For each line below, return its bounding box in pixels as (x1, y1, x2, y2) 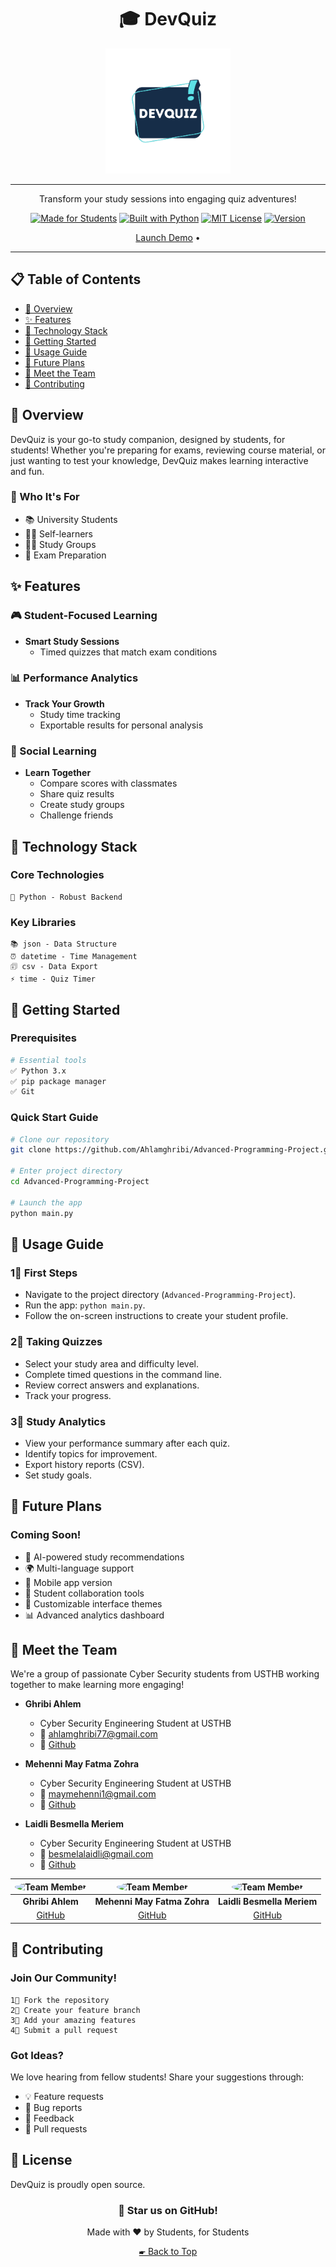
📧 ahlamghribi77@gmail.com (39, 1728, 158, 1740)
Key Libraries (10, 915, 77, 929)
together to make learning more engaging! (10, 1679, 185, 1691)
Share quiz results (39, 788, 115, 800)
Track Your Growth (24, 697, 105, 710)
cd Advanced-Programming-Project (10, 1177, 150, 1187)
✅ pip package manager (10, 1076, 107, 1086)
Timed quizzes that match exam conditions (39, 646, 218, 658)
